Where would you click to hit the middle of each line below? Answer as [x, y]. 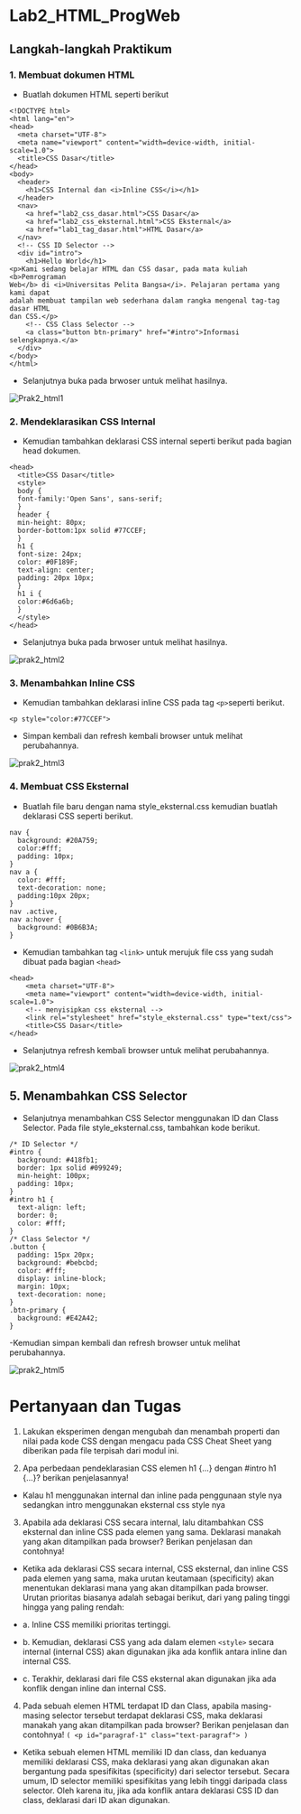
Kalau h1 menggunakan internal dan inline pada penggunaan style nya [152, 1495]
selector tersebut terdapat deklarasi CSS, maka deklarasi [157, 1715]
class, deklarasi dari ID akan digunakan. [96, 1800]
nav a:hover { [36, 919]
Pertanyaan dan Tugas [96, 1406]
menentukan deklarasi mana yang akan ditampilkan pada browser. [145, 1587]
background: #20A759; [58, 840]
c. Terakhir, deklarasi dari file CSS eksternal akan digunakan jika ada [149, 1678]
